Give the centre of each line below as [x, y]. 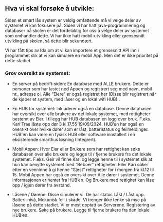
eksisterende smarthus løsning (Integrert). [54, 140]
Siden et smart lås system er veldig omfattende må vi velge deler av [73, 20]
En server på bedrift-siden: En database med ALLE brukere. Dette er [81, 84]
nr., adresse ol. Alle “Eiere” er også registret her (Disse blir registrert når [84, 94]
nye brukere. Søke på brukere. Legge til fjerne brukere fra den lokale [81, 210]
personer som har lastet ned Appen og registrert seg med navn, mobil [82, 89]
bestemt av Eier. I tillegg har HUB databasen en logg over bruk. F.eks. [82, 119]
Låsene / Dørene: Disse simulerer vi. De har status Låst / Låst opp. [78, 195]
